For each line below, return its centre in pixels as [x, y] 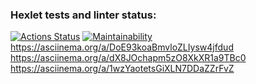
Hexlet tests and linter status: [83, 15]
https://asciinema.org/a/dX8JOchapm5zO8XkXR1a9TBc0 [128, 58]
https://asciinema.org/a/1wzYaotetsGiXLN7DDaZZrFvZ [122, 69]
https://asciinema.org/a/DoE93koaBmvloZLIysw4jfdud [122, 47]
